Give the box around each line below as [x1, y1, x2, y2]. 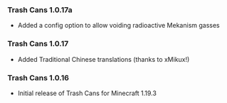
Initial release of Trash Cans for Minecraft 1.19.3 [17, 89, 157, 97]
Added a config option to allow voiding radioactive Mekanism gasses [17, 21, 220, 30]
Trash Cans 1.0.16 [7, 72, 70, 82]
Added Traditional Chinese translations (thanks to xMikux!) [17, 55, 190, 63]
